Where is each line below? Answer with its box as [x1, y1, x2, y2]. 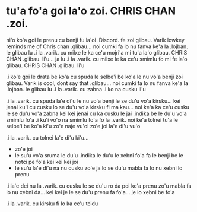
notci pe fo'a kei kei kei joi [14, 158, 78, 165]
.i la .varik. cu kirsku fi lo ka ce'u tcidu [6, 200, 99, 207]
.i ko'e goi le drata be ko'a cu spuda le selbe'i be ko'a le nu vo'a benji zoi [6, 73, 183, 80]
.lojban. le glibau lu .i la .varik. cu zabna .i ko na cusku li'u [6, 86, 147, 93]
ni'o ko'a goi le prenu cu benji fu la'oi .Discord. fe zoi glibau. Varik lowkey [6, 36, 185, 43]
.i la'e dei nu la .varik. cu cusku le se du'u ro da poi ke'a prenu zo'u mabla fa [6, 182, 192, 189]
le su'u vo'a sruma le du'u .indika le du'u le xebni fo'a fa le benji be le [14, 151, 184, 159]
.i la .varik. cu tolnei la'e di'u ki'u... [6, 134, 89, 141]
